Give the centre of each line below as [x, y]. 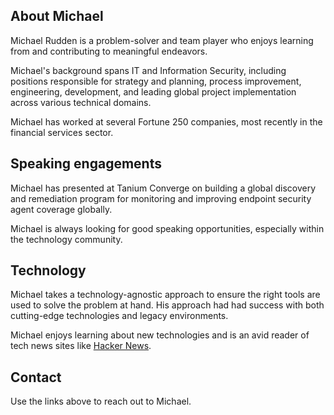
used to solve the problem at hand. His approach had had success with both [167, 305]
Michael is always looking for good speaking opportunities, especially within [167, 228]
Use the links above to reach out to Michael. [101, 401]
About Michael [57, 16]
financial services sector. [62, 132]
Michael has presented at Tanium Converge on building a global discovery [163, 188]
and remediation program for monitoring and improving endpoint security [161, 198]
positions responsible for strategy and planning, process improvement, [156, 81]
